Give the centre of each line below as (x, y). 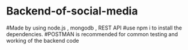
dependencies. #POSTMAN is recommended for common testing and (92, 34)
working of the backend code (43, 40)
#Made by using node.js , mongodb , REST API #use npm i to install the (94, 28)
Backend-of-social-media (72, 11)
